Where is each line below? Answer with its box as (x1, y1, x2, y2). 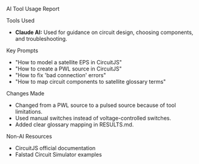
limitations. (15, 108, 42, 115)
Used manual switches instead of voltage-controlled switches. (15, 115, 172, 121)
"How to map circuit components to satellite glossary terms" (15, 78, 166, 85)
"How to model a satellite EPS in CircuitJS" (15, 59, 123, 66)
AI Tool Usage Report (6, 5, 59, 12)
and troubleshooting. (15, 35, 68, 42)
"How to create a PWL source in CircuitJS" (15, 65, 123, 72)
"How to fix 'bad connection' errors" (15, 72, 106, 78)
